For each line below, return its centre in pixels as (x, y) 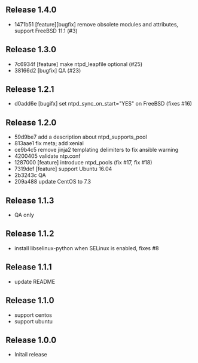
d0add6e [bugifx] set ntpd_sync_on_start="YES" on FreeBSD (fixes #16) (103, 104)
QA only (24, 215)
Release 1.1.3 (30, 200)
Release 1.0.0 (31, 340)
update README (34, 281)
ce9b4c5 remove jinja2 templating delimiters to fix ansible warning (96, 150)
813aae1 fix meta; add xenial (49, 143)
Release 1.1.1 (29, 267)
